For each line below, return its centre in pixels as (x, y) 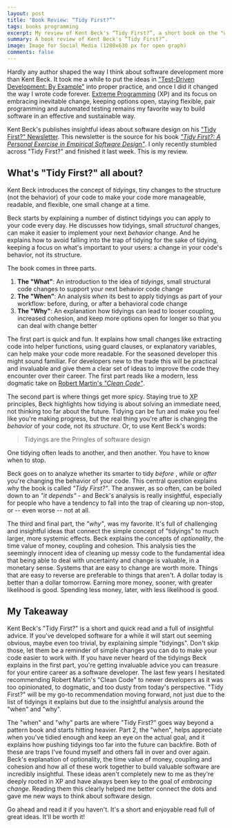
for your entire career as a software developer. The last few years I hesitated (116, 672)
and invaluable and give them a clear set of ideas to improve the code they (113, 368)
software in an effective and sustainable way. (71, 116)
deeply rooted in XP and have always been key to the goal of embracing (110, 781)
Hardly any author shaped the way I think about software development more (115, 72)
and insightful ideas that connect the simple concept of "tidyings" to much (113, 531)
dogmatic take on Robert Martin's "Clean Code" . (76, 383)
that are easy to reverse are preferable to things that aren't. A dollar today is (115, 575)
